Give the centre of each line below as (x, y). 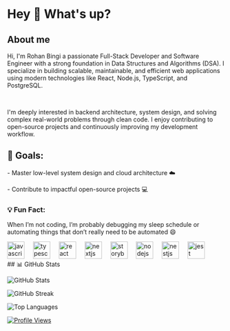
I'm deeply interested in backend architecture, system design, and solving (112, 112)
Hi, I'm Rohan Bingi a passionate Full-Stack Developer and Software (103, 56)
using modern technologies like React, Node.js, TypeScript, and (97, 78)
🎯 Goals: (25, 156)
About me (29, 40)
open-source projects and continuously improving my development (103, 127)
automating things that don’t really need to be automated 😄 (92, 232)
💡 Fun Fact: (27, 210)
